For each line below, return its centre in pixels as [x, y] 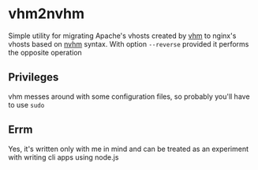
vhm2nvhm [47, 14]
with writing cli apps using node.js [64, 157]
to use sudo [26, 104]
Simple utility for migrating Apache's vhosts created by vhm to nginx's [122, 36]
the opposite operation [45, 52]
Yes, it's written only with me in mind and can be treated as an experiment [129, 149]
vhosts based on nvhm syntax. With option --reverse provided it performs [129, 43]
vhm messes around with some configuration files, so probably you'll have [129, 96]
